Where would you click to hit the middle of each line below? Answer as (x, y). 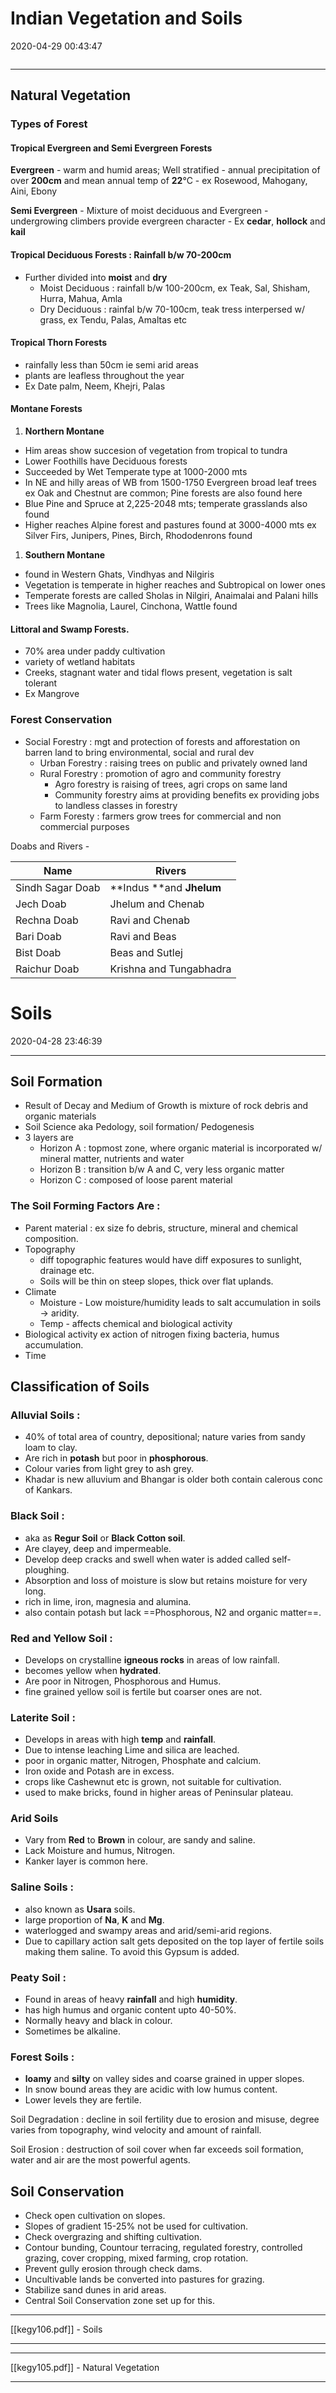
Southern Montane (65, 555)
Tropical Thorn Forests (59, 343)
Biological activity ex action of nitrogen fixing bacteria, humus (152, 1334)
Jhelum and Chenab (157, 904)
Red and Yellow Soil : (61, 1638)
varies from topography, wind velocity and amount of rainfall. (136, 2130)
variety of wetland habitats (80, 662)
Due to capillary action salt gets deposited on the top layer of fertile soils (174, 1941)
